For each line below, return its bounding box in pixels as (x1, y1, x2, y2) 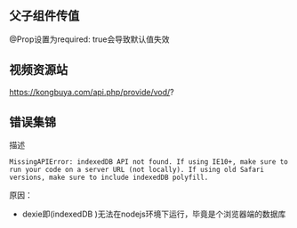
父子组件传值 (9, 8, 80, 24)
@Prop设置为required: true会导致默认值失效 (9, 34, 170, 45)
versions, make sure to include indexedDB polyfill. (9, 173, 209, 183)
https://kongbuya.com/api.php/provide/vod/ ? (9, 86, 175, 97)
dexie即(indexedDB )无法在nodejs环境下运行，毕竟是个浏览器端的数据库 (21, 208, 286, 220)
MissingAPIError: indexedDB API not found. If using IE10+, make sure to (9, 158, 289, 167)
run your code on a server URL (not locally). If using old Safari (9, 166, 265, 175)
